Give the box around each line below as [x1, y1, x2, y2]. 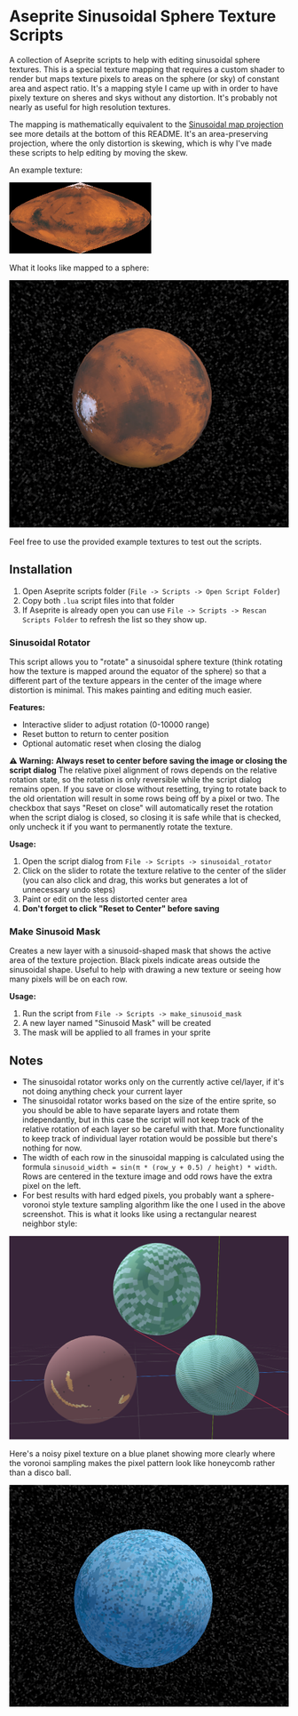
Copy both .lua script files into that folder [21, 595, 175, 605]
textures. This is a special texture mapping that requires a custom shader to [9, 64, 286, 75]
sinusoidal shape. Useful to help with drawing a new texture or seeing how [9, 965, 282, 975]
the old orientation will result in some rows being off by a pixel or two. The [9, 793, 280, 804]
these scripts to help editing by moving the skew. [9, 147, 188, 157]
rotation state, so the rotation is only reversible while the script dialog [9, 774, 262, 785]
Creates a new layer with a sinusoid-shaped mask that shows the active [9, 945, 271, 957]
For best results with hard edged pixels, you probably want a [21, 1190, 244, 1201]
